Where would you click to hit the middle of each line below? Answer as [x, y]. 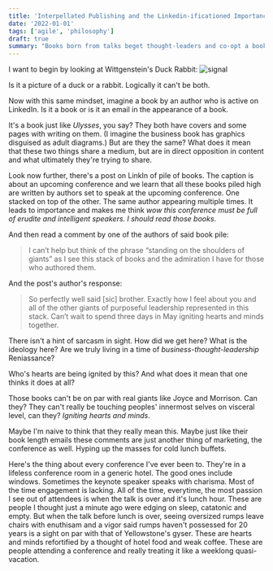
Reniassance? [32, 358]
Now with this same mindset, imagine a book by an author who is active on [133, 101]
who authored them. [62, 268]
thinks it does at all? [42, 382]
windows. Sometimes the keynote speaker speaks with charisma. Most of [132, 482]
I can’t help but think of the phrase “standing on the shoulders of [136, 251]
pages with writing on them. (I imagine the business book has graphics [127, 134]
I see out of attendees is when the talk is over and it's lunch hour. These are [135, 499]
